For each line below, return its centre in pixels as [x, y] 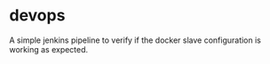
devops [37, 16]
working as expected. [49, 49]
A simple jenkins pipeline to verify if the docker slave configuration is [135, 40]
